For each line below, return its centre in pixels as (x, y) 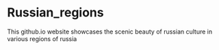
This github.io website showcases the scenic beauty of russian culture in (110, 32)
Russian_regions (55, 13)
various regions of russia (42, 38)
